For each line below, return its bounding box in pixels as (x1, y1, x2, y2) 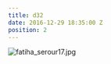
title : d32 (8, 11, 44, 20)
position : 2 (8, 26, 47, 34)
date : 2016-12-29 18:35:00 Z (8, 19, 103, 27)
